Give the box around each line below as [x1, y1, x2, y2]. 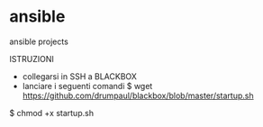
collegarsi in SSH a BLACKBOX [22, 70, 138, 82]
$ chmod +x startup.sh [9, 107, 95, 118]
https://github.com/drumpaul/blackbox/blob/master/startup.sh [22, 90, 254, 101]
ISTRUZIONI [9, 53, 54, 64]
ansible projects [9, 36, 69, 47]
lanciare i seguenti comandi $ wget [22, 80, 153, 91]
